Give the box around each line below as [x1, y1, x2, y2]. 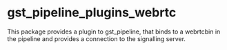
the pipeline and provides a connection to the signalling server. [7, 34, 186, 42]
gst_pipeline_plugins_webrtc [7, 5, 177, 21]
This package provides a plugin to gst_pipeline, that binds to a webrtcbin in [7, 27, 221, 36]
